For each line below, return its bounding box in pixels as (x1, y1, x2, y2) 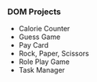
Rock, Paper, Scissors (18, 49, 89, 59)
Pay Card (18, 41, 48, 50)
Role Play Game (18, 57, 70, 66)
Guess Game (18, 32, 61, 41)
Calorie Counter (18, 24, 70, 34)
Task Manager (18, 66, 66, 75)
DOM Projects (7, 6, 62, 17)
